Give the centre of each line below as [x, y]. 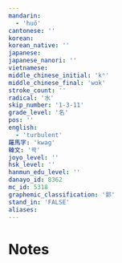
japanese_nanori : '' [43, 61]
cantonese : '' [32, 30]
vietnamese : [28, 68]
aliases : [23, 209]
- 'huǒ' [28, 23]
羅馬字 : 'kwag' [32, 142]
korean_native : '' [39, 46]
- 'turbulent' [39, 135]
